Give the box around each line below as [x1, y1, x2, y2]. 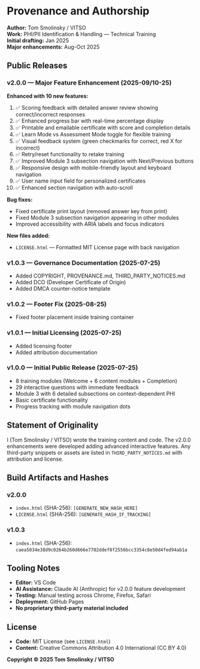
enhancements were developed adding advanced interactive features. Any [7, 443, 191, 450]
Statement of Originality [7, 420, 99, 431]
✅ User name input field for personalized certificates [15, 177, 146, 184]
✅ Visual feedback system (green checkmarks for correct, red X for [15, 137, 183, 145]
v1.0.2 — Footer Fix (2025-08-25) [7, 300, 107, 308]
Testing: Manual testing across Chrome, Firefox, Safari [15, 592, 151, 599]
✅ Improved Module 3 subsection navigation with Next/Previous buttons [15, 157, 194, 165]
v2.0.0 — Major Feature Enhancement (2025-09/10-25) [7, 79, 172, 87]
